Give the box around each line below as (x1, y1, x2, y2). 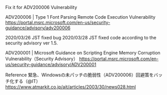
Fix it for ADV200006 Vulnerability (5, 5, 77, 10)
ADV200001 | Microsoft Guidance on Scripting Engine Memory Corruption (5, 50, 160, 56)
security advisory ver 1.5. (5, 40, 58, 46)
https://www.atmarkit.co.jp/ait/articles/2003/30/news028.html (5, 84, 136, 90)
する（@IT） (14, 78, 41, 84)
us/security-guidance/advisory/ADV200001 (5, 62, 97, 67)
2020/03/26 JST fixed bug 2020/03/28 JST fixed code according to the (5, 35, 157, 40)
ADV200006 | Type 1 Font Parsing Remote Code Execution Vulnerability (5, 14, 156, 20)
